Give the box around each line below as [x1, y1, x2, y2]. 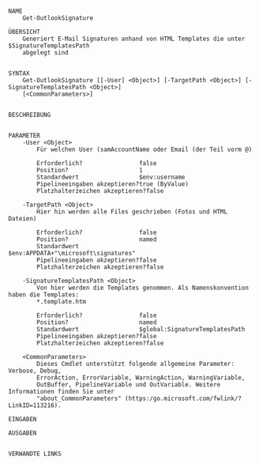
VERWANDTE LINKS [8, 450, 62, 458]
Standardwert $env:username [36, 173, 186, 181]
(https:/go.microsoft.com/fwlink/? [125, 394, 242, 402]
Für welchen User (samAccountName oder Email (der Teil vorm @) [36, 145, 253, 153]
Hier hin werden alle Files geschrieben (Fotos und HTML [36, 208, 227, 216]
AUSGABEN [8, 429, 37, 437]
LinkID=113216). [8, 402, 62, 409]
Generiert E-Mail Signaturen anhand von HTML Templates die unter [22, 35, 246, 43]
